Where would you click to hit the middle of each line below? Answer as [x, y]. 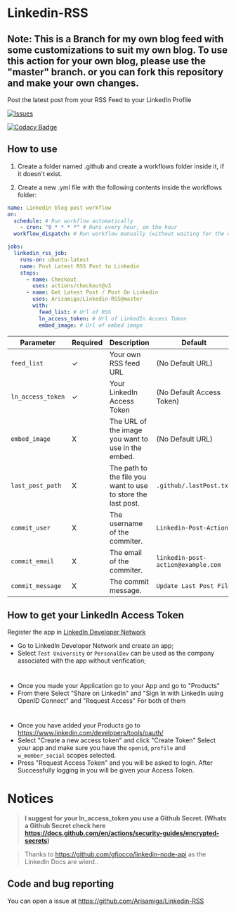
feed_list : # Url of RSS [75, 312]
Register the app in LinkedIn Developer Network [77, 632]
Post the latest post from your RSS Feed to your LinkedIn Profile [99, 100]
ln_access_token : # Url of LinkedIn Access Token [113, 318]
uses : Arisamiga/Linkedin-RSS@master [87, 299]
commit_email [33, 561]
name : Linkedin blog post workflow [59, 208]
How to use [32, 149]
